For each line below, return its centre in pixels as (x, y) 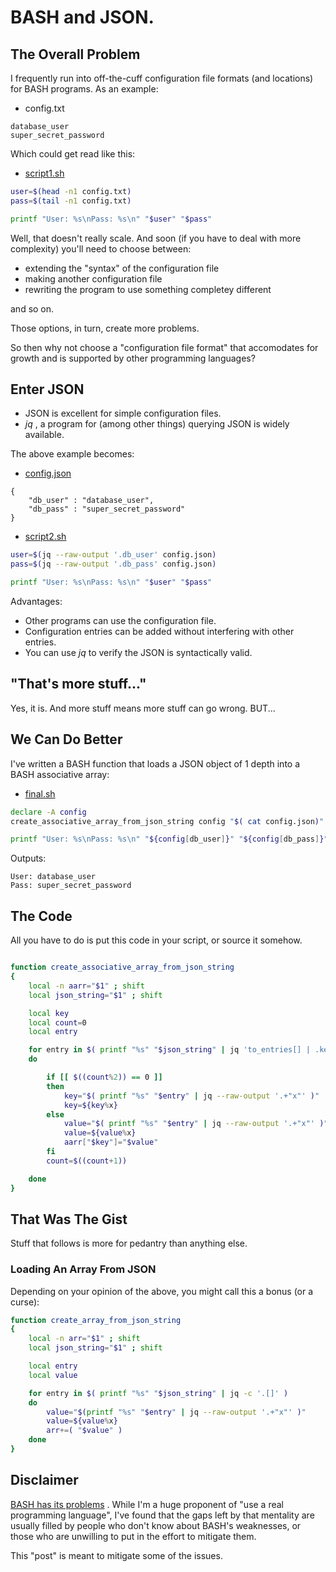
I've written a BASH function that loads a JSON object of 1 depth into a (155, 763)
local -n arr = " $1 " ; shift (84, 1339)
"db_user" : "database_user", (91, 501)
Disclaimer (44, 1480)
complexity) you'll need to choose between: (101, 248)
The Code (41, 916)
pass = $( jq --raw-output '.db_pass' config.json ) (113, 564)
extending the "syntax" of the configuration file (122, 268)
